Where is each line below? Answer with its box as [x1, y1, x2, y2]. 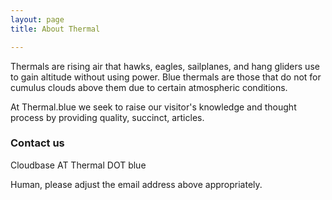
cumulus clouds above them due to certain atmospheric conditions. [10, 81, 288, 93]
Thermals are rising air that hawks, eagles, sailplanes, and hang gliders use [10, 60, 320, 72]
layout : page [10, 14, 65, 25]
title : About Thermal [10, 24, 101, 34]
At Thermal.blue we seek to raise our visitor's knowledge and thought [10, 101, 297, 113]
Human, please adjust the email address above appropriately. [10, 178, 263, 190]
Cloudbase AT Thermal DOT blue [10, 159, 147, 171]
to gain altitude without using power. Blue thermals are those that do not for [10, 71, 322, 83]
